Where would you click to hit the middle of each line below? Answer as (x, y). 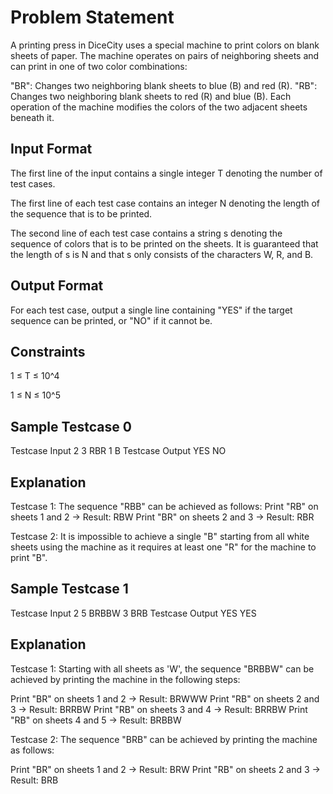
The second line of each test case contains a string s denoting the (146, 233)
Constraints (48, 351)
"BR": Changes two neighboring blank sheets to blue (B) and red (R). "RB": (164, 85)
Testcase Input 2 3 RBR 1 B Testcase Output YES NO (118, 451)
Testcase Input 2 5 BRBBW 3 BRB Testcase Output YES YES (133, 613)
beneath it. (32, 117)
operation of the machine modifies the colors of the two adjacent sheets (159, 107)
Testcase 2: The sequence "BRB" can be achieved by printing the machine (164, 739)
